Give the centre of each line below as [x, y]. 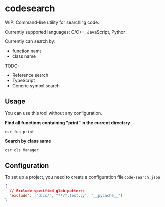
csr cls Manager [22, 150]
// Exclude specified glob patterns [47, 191]
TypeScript [23, 80]
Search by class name [28, 141]
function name [27, 51]
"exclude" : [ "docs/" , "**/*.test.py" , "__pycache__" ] [66, 196]
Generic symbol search [36, 86]
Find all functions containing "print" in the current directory [68, 122]
